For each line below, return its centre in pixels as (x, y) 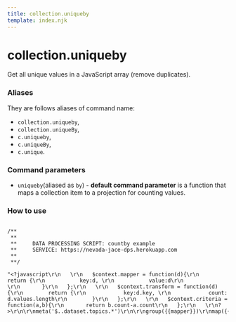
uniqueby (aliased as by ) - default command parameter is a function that (122, 185)
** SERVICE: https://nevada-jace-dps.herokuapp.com (94, 250)
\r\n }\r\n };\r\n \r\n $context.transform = (94, 287)
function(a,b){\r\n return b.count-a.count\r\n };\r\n (102, 305)
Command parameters (46, 169)
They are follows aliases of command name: (71, 108)
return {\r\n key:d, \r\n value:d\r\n (96, 281)
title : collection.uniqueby (48, 14)
